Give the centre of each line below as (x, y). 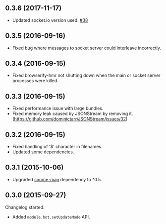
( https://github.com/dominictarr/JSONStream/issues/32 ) (70, 119)
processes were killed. (35, 81)
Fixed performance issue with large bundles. (58, 109)
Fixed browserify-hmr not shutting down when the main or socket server (86, 75)
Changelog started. (25, 207)
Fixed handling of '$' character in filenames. (57, 147)
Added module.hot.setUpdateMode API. (51, 217)
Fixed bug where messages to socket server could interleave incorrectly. (87, 48)
